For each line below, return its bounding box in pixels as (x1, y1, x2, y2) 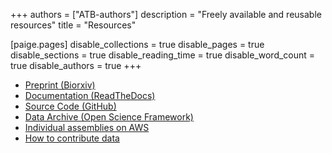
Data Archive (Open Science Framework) (24, 111, 194, 123)
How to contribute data (24, 132, 120, 144)
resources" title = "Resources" (10, 19, 137, 31)
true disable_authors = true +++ (10, 60, 142, 71)
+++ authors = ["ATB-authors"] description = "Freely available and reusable (10, 9, 322, 20)
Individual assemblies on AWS (24, 122, 150, 133)
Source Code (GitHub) (24, 100, 117, 112)
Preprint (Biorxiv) (24, 79, 96, 91)
